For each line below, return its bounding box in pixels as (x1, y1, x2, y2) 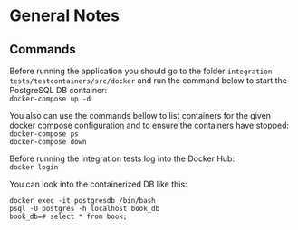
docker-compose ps (9, 129, 79, 139)
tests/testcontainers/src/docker (9, 77, 136, 86)
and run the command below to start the (137, 75, 288, 86)
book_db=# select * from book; (9, 212, 128, 221)
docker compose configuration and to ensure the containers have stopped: (9, 120, 290, 130)
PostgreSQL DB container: (9, 85, 107, 95)
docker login (9, 163, 59, 172)
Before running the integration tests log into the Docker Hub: (9, 153, 236, 164)
